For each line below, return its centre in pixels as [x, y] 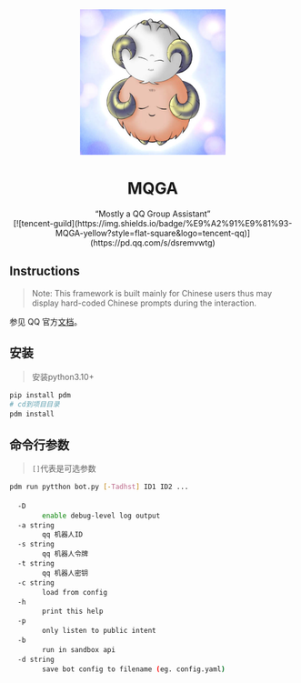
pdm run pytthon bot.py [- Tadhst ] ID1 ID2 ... [99, 487]
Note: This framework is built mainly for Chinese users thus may [152, 293]
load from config [75, 592]
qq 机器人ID [63, 535]
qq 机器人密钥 [65, 573]
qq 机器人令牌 [65, 554]
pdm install [32, 414]
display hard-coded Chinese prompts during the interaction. [144, 303]
